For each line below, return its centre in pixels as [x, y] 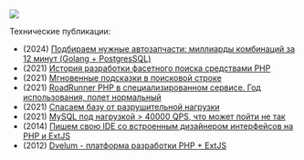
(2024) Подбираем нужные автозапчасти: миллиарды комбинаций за [158, 49]
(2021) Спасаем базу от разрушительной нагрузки [121, 107]
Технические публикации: [60, 31]
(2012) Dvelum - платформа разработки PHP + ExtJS [124, 145]
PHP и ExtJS [47, 136]
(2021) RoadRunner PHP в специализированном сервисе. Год [142, 87]
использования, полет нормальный [92, 97]
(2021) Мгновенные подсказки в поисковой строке [122, 78]
